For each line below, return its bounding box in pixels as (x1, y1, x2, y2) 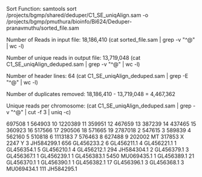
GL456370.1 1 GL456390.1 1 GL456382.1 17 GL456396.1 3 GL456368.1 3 (6, 159, 184, 166)
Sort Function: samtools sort (6, 5, 77, 12)
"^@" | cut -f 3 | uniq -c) (10, 109, 71, 115)
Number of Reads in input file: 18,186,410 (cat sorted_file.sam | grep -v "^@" (6, 36, 195, 43)
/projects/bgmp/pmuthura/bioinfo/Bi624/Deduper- (6, 18, 132, 25)
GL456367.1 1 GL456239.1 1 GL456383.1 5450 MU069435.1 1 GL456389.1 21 (6, 152, 195, 159)
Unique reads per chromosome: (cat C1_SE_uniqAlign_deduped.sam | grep (6, 102, 192, 109)
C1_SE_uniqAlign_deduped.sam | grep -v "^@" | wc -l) (6, 60, 140, 68)
